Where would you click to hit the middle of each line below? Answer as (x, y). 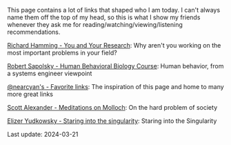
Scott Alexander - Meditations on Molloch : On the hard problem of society (112, 107)
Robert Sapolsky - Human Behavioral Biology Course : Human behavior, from (115, 66)
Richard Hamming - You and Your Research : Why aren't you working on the (114, 45)
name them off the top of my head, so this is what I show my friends (104, 17)
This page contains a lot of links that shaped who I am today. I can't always (114, 10)
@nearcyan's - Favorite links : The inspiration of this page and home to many (115, 87)
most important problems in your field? (62, 52)
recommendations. (34, 32)
